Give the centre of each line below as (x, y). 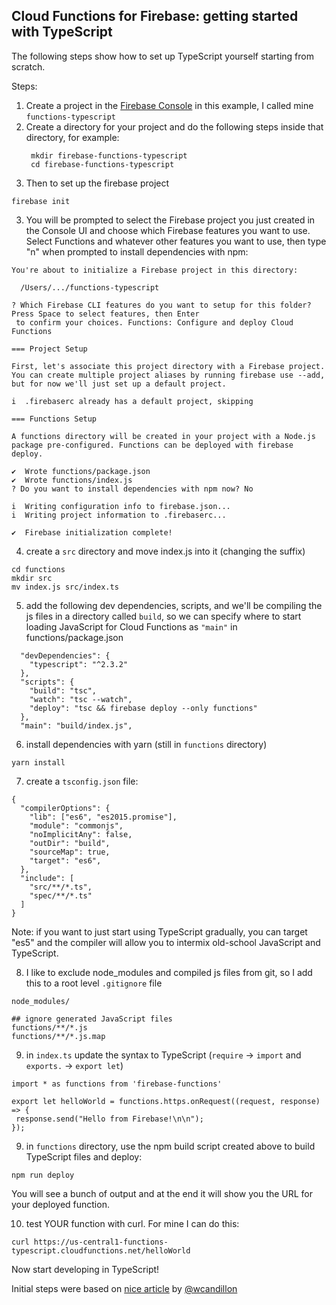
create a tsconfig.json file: (82, 781)
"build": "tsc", (63, 690)
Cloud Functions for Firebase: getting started (155, 16)
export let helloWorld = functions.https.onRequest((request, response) (166, 1101)
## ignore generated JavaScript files (92, 1019)
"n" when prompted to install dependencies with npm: (137, 251)
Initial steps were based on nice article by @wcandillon (124, 1288)
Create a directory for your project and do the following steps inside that (174, 126)
